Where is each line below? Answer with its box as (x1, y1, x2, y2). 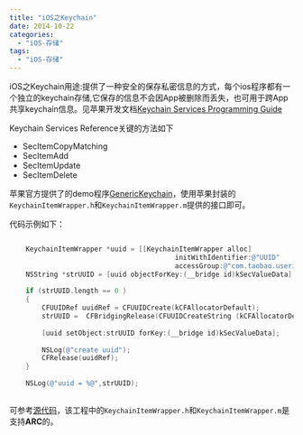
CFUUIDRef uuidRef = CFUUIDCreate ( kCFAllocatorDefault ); (41, 303, 260, 312)
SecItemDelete (22, 170, 78, 180)
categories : (9, 30, 54, 39)
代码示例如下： (9, 218, 65, 229)
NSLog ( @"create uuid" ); (41, 345, 131, 355)
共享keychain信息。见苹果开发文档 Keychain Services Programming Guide (9, 104, 282, 114)
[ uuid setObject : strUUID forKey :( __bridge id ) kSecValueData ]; (41, 329, 280, 338)
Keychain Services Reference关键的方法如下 (9, 123, 174, 134)
